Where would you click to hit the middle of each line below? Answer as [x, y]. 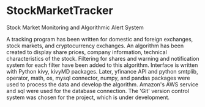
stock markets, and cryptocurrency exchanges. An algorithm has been [95, 46]
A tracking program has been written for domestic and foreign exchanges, [100, 39]
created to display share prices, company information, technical [87, 52]
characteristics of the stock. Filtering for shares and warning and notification [103, 58]
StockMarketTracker [60, 11]
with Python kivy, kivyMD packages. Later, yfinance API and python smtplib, [102, 71]
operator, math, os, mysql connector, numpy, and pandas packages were [99, 78]
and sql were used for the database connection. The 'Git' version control [98, 91]
